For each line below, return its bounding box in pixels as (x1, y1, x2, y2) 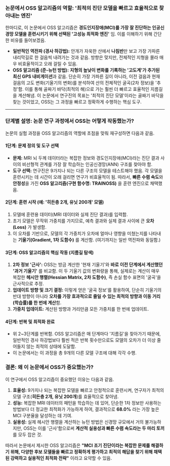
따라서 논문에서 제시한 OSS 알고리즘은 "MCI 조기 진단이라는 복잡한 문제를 (5, 442, 150, 448)
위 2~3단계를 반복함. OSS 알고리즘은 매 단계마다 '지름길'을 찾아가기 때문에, (12, 331, 161, 337)
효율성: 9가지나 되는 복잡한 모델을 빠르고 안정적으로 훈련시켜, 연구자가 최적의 (12, 387, 164, 393)
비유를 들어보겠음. (10, 37, 46, 44)
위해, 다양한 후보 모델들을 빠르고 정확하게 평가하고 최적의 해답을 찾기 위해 (10, 448, 153, 455)
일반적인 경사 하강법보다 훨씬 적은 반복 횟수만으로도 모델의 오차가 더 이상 (12, 337, 156, 343)
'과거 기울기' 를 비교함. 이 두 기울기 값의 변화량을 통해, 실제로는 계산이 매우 (12, 268, 160, 274)
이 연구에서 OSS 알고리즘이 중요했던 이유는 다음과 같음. (5, 376, 114, 382)
